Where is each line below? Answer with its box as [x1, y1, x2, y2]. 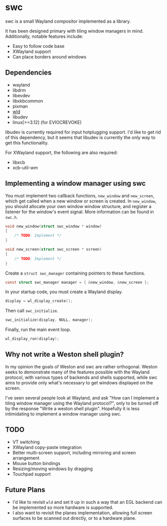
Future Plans [5, 486, 46, 494]
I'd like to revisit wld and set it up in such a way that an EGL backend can [12, 499, 162, 505]
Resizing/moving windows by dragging [12, 466, 93, 472]
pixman [12, 103, 28, 109]
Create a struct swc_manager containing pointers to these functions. [5, 270, 145, 276]
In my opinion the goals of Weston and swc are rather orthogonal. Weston [5, 363, 158, 369]
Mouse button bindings [12, 460, 61, 466]
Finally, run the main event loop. [5, 326, 71, 333]
